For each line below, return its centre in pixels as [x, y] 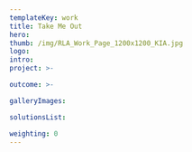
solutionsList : [38, 117]
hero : [19, 34]
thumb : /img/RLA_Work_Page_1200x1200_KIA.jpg [96, 43]
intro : [22, 60]
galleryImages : [38, 100]
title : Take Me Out [46, 26]
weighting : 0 [34, 133]
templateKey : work [44, 18]
